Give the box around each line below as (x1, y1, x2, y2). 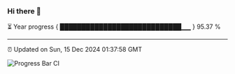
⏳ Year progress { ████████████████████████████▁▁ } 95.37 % (7, 22, 221, 31)
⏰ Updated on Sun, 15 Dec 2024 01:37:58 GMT (7, 45, 143, 54)
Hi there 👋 (7, 6, 42, 16)
